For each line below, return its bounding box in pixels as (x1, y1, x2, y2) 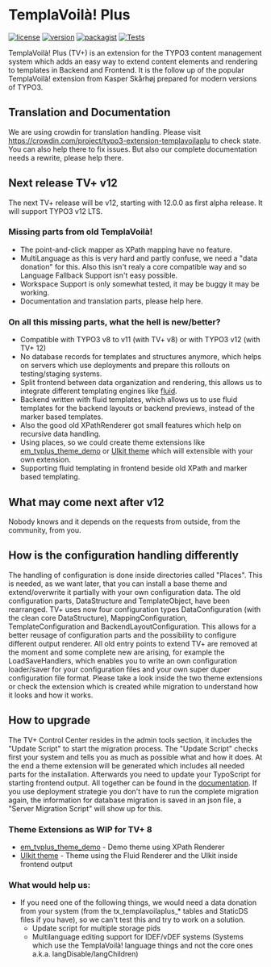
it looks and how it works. (8, 690, 94, 700)
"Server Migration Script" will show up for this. (8, 803, 163, 813)
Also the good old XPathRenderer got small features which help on (19, 421, 242, 430)
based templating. (19, 472, 81, 482)
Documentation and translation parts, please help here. (19, 296, 203, 306)
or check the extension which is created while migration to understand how (8, 681, 259, 691)
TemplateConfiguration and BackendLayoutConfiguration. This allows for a (8, 622, 256, 631)
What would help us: (8, 879, 91, 890)
